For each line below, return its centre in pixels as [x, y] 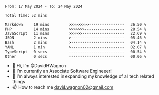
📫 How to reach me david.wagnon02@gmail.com [63, 87]
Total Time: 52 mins [26, 15]
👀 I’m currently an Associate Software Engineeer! [62, 71]
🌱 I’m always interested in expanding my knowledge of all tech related [83, 76]
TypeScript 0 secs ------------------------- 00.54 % [76, 52]
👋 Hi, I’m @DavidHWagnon [39, 65]
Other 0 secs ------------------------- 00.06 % [76, 56]
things [19, 81]
